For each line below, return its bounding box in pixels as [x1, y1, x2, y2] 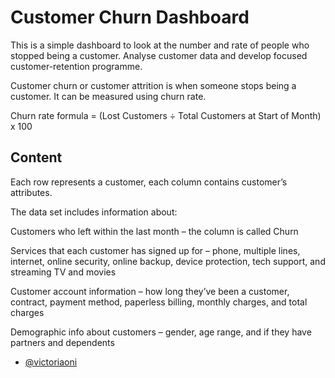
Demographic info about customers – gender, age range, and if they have [10, 326, 312, 338]
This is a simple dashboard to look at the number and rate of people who [10, 39, 310, 51]
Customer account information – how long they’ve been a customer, [10, 285, 290, 297]
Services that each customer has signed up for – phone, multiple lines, [10, 244, 301, 256]
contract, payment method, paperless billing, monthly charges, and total [10, 296, 308, 308]
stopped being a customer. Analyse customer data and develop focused [10, 49, 308, 61]
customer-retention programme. [10, 60, 143, 72]
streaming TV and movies [10, 266, 117, 278]
